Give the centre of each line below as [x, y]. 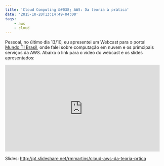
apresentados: [20, 58]
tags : [11, 19]
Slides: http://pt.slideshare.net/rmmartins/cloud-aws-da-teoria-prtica [76, 159]
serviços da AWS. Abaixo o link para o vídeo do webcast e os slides [74, 53]
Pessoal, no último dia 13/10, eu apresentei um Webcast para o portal [75, 42]
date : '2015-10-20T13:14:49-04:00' [42, 14]
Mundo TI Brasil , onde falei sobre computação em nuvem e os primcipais [80, 47]
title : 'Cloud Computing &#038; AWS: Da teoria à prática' [67, 10]
